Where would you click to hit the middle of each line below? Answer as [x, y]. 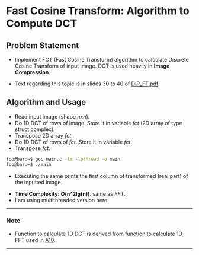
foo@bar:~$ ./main [29, 164]
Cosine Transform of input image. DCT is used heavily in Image [92, 66]
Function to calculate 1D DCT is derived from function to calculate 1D [98, 234]
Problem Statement [43, 45]
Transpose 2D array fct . [44, 135]
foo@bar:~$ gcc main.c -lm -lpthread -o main [63, 159]
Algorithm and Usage [46, 102]
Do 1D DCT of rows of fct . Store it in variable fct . [73, 142]
